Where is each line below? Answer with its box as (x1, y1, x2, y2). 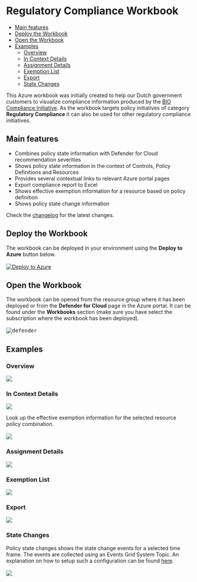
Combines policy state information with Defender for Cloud (14, 150, 158, 157)
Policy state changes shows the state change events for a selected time (6, 544, 181, 551)
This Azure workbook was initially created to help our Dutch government (6, 92, 182, 99)
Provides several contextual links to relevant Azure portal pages (14, 174, 170, 182)
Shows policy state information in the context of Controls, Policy (14, 162, 171, 169)
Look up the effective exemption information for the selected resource (6, 414, 177, 421)
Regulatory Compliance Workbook (6, 4, 179, 18)
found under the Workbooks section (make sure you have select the (6, 309, 173, 316)
